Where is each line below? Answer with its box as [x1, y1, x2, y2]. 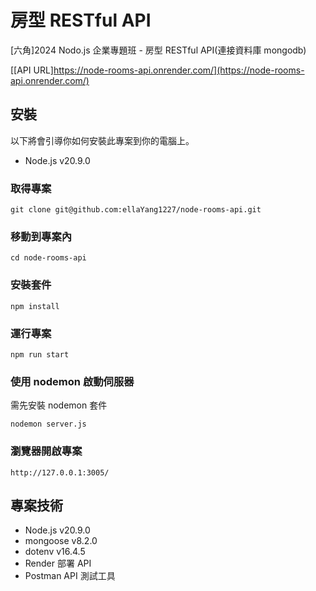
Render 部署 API [24, 557, 92, 570]
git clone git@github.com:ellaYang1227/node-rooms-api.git [10, 205, 262, 215]
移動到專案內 [10, 229, 73, 243]
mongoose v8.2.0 [24, 535, 98, 547]
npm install [10, 301, 60, 311]
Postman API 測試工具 [24, 570, 116, 582]
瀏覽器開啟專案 [10, 444, 83, 458]
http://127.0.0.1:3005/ [10, 467, 110, 478]
